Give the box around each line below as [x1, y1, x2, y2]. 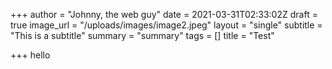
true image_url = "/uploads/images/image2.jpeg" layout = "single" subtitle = [10, 19, 323, 31]
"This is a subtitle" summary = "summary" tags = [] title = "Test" [10, 30, 275, 41]
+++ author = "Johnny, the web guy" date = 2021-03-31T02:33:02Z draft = [10, 9, 318, 20]
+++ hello [10, 49, 51, 61]
